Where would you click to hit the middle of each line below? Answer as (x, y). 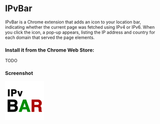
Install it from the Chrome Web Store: (50, 50)
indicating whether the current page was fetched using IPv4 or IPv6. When (80, 27)
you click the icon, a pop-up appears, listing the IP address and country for (80, 32)
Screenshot (19, 73)
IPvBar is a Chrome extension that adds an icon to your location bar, (73, 22)
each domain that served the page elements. (50, 37)
